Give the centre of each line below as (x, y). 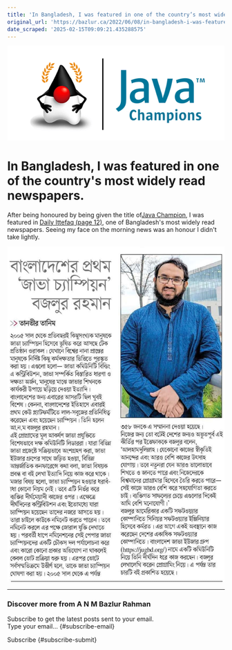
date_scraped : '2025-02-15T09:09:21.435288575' (77, 29)
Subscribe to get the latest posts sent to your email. (80, 619)
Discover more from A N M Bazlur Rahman (79, 604)
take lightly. (23, 237)
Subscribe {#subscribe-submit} (52, 640)
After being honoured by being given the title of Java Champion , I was (106, 215)
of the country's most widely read (106, 181)
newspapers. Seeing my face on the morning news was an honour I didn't (112, 229)
